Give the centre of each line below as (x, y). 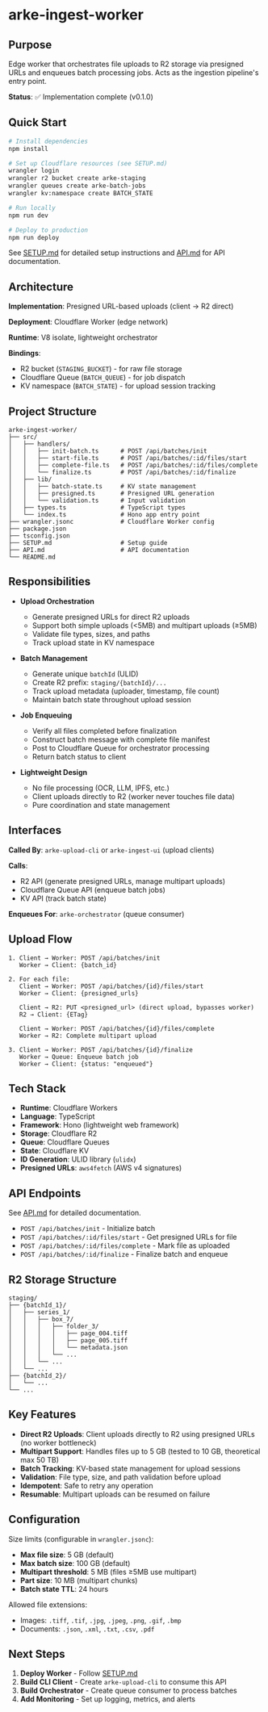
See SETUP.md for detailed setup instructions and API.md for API (117, 253)
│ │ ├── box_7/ (41, 1319)
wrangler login (34, 171)
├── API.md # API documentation (99, 550)
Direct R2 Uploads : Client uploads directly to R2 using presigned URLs (138, 1434)
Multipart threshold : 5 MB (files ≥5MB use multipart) (108, 1572)
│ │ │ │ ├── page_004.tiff (68, 1333)
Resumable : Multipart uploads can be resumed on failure (115, 1494)
